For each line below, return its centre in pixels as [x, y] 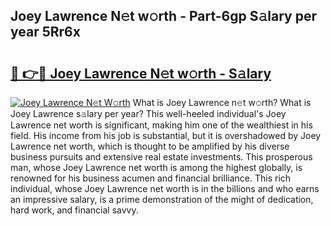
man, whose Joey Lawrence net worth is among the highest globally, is [156, 167]
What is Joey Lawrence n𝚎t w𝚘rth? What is [222, 102]
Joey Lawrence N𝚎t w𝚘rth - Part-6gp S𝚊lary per [163, 16]
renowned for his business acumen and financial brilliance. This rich [151, 178]
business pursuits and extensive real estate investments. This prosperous [161, 157]
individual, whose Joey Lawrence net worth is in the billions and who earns [165, 188]
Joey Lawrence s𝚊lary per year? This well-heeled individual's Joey [148, 113]
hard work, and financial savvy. [74, 210]
